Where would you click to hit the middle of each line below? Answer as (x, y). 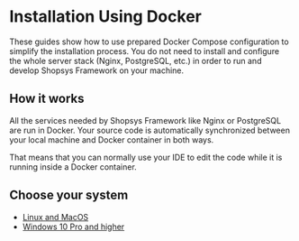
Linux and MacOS (55, 217)
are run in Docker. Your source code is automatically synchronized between (150, 130)
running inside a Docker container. (73, 167)
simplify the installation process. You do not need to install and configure (145, 51)
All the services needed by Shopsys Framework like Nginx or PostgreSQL (145, 120)
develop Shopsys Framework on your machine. (97, 70)
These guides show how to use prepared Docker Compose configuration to (149, 42)
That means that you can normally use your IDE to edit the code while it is (146, 157)
